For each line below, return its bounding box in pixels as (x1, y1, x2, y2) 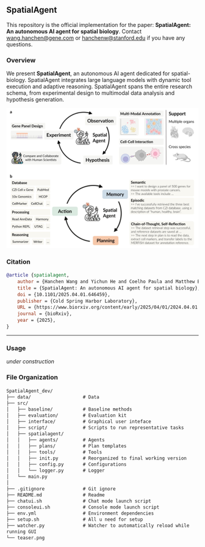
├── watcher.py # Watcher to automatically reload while (6, 523, 190, 529)
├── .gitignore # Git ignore (6, 486, 116, 492)
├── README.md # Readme (6, 492, 105, 498)
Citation (6, 257, 31, 266)
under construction (6, 358, 55, 365)
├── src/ (6, 400, 29, 406)
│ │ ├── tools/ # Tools (6, 449, 103, 455)
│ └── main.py (6, 474, 48, 480)
